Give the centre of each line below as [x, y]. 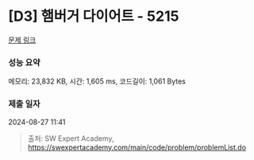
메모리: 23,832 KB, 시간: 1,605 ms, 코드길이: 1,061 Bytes [97, 81]
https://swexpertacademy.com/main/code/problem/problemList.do [137, 147]
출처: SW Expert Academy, [71, 138]
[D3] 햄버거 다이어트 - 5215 [94, 16]
